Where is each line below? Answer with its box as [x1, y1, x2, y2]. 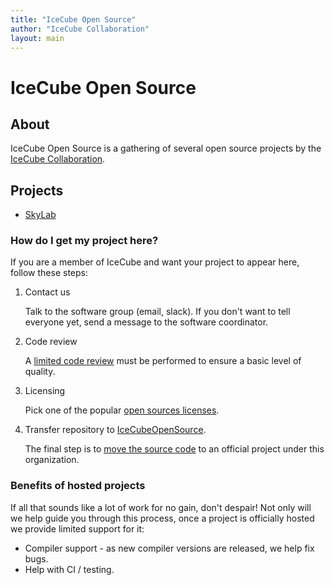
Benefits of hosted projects [10, 479, 146, 493]
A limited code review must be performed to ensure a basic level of [24, 355, 302, 367]
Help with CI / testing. [24, 563, 115, 575]
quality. [24, 366, 56, 378]
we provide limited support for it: [10, 522, 145, 535]
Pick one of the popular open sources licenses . [24, 404, 220, 416]
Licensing [24, 385, 66, 397]
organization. [24, 454, 80, 466]
